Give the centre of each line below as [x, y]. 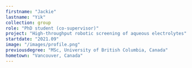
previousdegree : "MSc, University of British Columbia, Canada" [87, 50]
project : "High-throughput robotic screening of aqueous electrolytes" [96, 34]
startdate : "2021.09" [32, 39]
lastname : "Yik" [26, 17]
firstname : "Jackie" [31, 12]
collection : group [28, 22]
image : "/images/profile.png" [43, 45]
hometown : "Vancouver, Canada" [44, 56]
